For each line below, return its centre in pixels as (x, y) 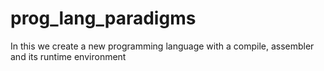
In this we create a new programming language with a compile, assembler (162, 46)
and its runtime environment (68, 56)
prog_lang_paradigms (103, 18)
